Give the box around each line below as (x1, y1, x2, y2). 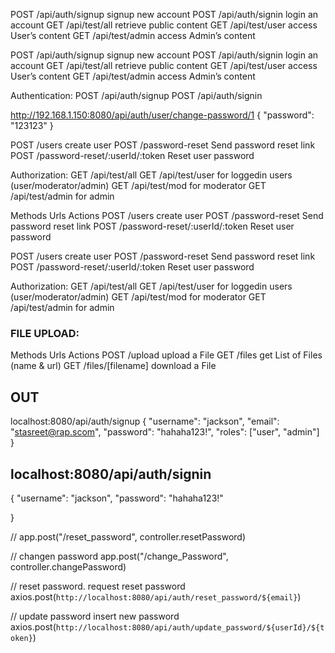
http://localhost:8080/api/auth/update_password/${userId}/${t (55, 622, 325, 633)
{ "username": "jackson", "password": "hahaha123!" (10, 492, 224, 504)
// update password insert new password (10, 610, 180, 622)
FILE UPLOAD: (10, 326, 80, 340)
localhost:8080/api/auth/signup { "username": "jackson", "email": (10, 415, 280, 428)
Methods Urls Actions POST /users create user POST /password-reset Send (10, 210, 324, 221)
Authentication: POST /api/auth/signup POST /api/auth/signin (10, 90, 263, 101)
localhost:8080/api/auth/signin (10, 465, 212, 483)
